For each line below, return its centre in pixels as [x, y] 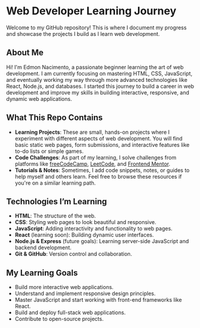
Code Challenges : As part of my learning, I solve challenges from [96, 157]
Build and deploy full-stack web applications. [70, 312]
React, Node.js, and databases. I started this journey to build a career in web [100, 86]
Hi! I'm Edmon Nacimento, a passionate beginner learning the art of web [95, 67]
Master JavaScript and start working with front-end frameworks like [98, 300]
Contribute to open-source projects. [59, 319]
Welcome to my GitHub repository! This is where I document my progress [96, 27]
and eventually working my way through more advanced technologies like [97, 79]
